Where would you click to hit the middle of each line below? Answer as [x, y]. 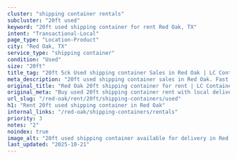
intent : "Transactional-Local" [53, 33]
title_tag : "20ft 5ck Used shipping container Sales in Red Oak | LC [112, 72]
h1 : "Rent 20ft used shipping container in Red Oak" [86, 106]
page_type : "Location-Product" [53, 40]
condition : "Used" [34, 60]
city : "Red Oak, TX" [38, 46]
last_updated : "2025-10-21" [49, 145]
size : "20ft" [26, 66]
